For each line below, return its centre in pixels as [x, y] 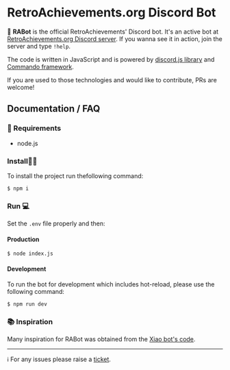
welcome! [21, 87]
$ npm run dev [27, 304]
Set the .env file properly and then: [56, 223]
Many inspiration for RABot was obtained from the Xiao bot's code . [101, 339]
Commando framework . [40, 66]
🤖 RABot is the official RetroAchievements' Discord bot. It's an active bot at [113, 32]
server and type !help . [39, 46]
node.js [28, 143]
